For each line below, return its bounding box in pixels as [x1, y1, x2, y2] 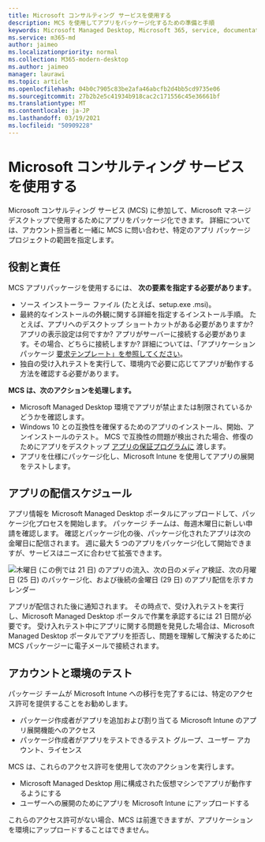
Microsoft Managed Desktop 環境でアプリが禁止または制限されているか [19, 402, 252, 411]
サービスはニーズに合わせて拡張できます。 [28, 548, 166, 558]
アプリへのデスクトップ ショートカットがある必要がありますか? [47, 319, 254, 328]
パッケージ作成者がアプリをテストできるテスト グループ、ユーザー [19, 735, 235, 745]
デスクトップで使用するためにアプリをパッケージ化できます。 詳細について [8, 215, 251, 225]
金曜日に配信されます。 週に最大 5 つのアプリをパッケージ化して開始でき [8, 538, 246, 548]
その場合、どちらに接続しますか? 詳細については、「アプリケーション [32, 339, 256, 348]
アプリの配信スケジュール [8, 486, 132, 500]
